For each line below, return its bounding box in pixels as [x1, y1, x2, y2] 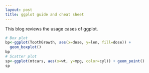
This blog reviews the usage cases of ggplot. [5, 25, 98, 31]
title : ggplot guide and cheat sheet [5, 12, 84, 17]
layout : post [5, 7, 33, 12]
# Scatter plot [5, 54, 37, 59]
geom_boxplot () [10, 44, 42, 50]
